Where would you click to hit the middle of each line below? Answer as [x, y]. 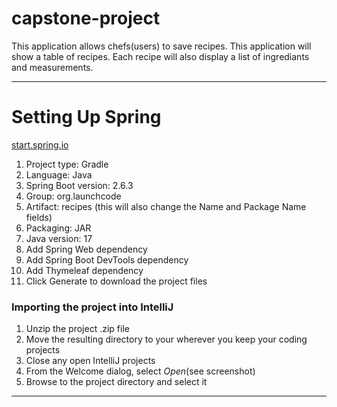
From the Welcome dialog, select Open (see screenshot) [140, 371]
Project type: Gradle [67, 164]
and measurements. [52, 67]
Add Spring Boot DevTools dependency [107, 259]
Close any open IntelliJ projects [90, 361]
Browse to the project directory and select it [116, 382]
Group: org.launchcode [73, 196]
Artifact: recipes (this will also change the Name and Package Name [166, 206]
